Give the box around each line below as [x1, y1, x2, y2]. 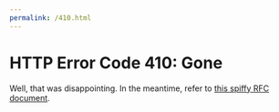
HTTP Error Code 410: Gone [9, 52, 223, 73]
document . [9, 92, 50, 103]
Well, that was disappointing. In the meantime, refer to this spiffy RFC [9, 83, 270, 94]
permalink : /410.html [9, 13, 92, 23]
